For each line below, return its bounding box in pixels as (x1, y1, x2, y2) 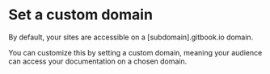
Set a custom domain (8, 6, 154, 24)
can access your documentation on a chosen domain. (8, 56, 188, 66)
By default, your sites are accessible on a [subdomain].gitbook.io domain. (8, 32, 254, 42)
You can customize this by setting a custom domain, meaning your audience (8, 47, 263, 57)
